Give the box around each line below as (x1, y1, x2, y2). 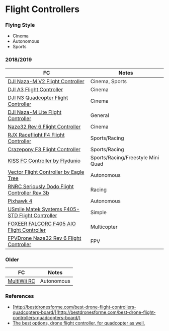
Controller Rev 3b (8, 189, 49, 196)
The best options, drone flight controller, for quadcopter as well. (12, 320, 145, 326)
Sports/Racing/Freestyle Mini (90, 154, 159, 161)
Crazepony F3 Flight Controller (8, 146, 81, 153)
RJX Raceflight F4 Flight (8, 131, 65, 138)
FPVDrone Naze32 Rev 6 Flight (8, 234, 81, 241)
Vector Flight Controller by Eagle (8, 168, 84, 175)
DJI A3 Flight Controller (8, 86, 63, 93)
